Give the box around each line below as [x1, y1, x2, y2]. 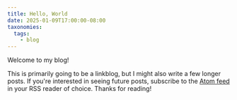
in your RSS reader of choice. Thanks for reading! [7, 85, 152, 93]
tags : [13, 30, 30, 37]
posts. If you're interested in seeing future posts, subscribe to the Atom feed [7, 77, 230, 85]
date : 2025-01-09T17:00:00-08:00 [7, 17, 106, 24]
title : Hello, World [7, 10, 69, 18]
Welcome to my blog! [7, 56, 69, 64]
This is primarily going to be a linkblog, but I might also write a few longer [7, 70, 221, 78]
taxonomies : [7, 23, 42, 30]
